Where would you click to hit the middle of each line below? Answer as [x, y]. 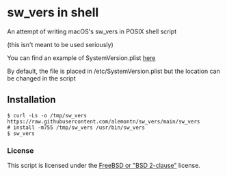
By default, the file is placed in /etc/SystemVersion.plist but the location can [113, 71]
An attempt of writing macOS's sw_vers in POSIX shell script [92, 31]
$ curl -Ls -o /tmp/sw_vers [47, 115]
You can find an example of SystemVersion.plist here [81, 58]
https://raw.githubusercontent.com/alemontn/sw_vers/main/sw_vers [104, 121]
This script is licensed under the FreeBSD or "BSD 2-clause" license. [104, 166]
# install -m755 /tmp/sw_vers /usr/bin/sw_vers [76, 128]
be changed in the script [42, 78]
